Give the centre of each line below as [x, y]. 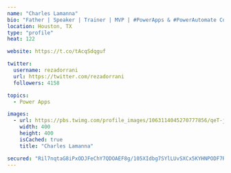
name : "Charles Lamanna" [43, 13]
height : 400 [36, 133]
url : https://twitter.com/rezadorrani [69, 76]
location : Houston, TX [40, 26]
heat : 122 [21, 39]
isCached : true [41, 139]
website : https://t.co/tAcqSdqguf [57, 51]
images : [18, 114]
